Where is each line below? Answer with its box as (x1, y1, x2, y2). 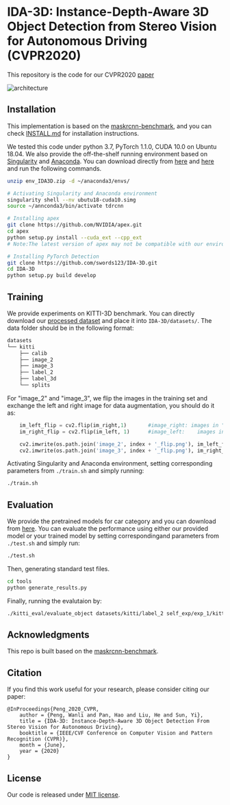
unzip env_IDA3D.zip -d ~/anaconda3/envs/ (7, 178, 130, 184)
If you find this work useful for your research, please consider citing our (7, 685, 210, 693)
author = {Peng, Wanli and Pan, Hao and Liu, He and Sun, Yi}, (19, 712, 204, 719)
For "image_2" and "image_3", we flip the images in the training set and (7, 394, 207, 402)
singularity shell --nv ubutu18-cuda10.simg (7, 196, 136, 203)
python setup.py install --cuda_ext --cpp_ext (7, 234, 142, 241)
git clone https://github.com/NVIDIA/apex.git (7, 221, 142, 228)
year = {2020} (19, 748, 60, 755)
